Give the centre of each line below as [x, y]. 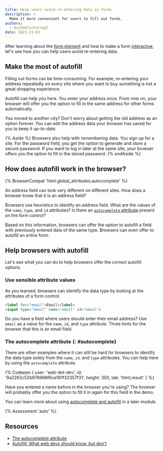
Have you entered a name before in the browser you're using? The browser [80, 387]
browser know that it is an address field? [46, 195]
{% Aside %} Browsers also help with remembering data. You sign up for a [80, 138]
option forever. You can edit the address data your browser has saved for [78, 123]
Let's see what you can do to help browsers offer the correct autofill [73, 262]
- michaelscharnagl [29, 28]
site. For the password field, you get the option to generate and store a [76, 143]
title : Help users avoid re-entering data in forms [58, 10]
